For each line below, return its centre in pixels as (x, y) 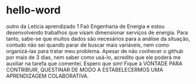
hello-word (33, 10)
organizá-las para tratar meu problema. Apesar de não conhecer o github (95, 51)
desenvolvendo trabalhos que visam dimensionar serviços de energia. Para (97, 32)
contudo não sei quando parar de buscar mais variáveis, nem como (87, 45)
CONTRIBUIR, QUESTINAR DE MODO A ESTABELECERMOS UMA (85, 69)
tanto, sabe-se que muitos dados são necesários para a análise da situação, (98, 38)
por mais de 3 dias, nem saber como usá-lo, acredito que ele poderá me (93, 57)
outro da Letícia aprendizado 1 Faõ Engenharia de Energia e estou (85, 26)
